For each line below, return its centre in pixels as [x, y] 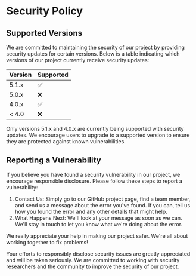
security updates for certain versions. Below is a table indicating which [93, 54]
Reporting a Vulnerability [54, 160]
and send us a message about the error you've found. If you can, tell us [102, 205]
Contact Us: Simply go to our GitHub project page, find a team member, [102, 199]
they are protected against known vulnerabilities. [66, 141]
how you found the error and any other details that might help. [91, 211]
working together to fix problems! [47, 242]
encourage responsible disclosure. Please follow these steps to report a [94, 181]
